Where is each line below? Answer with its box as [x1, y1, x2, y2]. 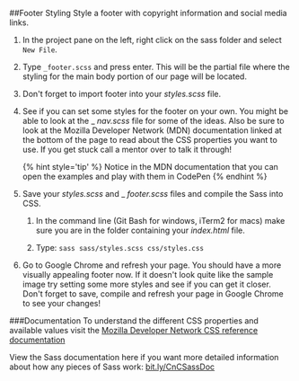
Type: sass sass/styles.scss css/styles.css [35, 243, 205, 253]
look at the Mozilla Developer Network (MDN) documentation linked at [22, 125, 283, 136]
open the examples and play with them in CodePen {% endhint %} [22, 171, 268, 182]
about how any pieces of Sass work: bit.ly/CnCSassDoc [9, 361, 215, 372]
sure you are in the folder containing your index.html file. [35, 225, 245, 235]
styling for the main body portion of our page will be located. [22, 71, 247, 82]
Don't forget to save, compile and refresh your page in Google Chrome [22, 288, 285, 299]
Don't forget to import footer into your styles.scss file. [22, 89, 222, 99]
